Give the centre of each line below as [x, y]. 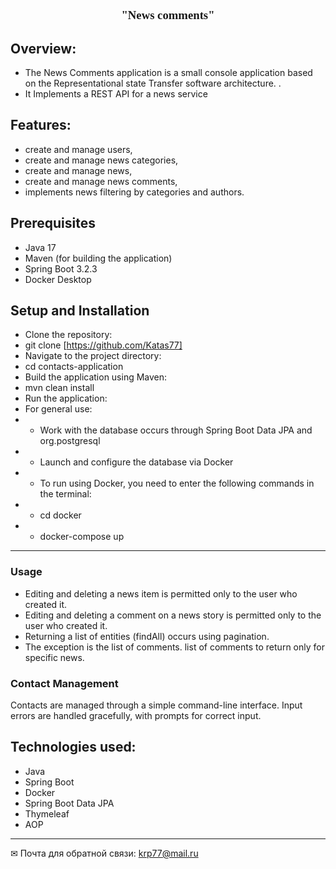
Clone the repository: [68, 335]
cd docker [60, 515]
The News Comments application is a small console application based [168, 73]
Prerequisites [53, 223]
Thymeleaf [47, 813]
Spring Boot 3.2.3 [61, 268]
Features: [41, 125]
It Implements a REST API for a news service [116, 94]
